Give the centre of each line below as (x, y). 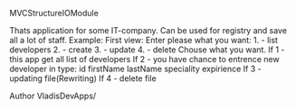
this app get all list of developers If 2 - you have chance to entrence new (144, 59)
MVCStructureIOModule (54, 13)
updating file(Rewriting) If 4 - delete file (83, 78)
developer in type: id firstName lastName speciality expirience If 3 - (135, 69)
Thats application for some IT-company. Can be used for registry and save (148, 30)
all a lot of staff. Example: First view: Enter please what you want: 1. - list (144, 40)
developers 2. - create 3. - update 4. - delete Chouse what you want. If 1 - (147, 50)
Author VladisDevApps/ (53, 96)
